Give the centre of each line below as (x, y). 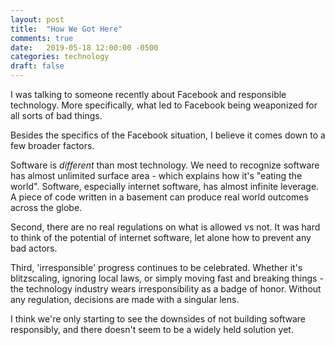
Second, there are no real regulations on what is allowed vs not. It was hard (165, 227)
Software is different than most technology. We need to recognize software (165, 165)
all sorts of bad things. (56, 115)
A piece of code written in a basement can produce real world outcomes (159, 197)
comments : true (42, 38)
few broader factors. (52, 145)
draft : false (37, 66)
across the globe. (46, 207)
